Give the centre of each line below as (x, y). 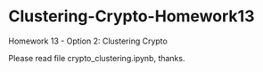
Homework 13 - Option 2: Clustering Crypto (88, 41)
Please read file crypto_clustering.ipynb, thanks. (97, 58)
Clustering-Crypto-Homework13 (131, 16)
